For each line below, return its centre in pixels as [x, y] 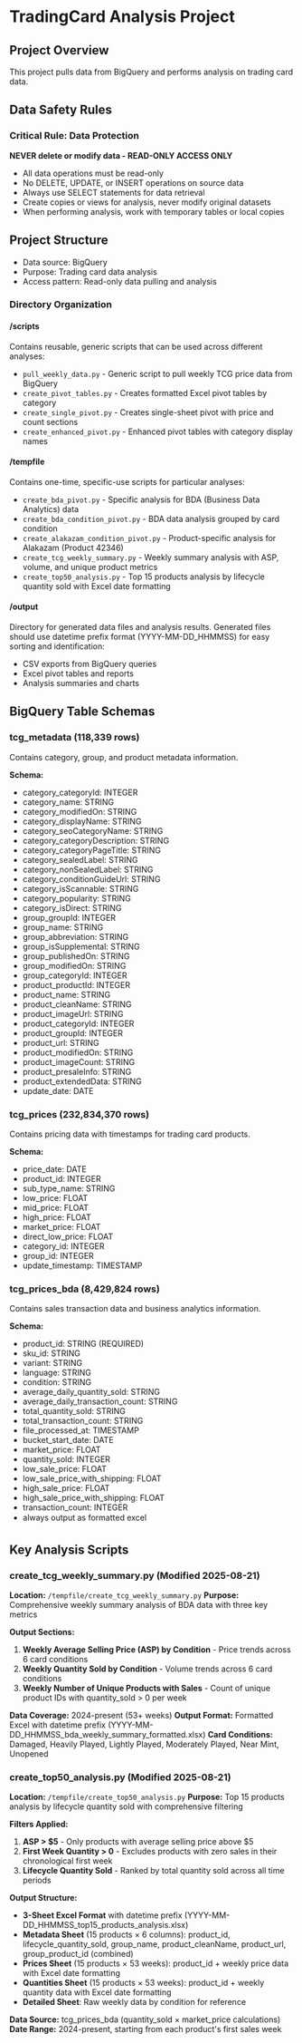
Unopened [29, 1754]
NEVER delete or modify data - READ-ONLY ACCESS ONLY [121, 155]
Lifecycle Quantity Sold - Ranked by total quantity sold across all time [153, 1871]
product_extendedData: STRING [82, 1081]
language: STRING [57, 1373]
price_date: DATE [55, 1169]
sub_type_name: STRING [69, 1188]
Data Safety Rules [61, 110]
